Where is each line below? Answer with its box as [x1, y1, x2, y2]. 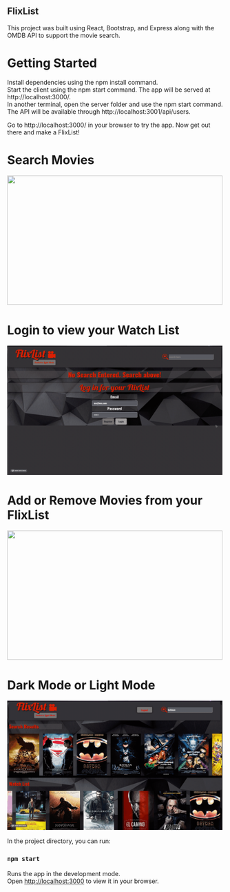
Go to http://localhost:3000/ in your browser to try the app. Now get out [7, 121, 211, 129]
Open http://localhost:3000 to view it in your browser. [7, 877, 160, 885]
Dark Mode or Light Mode [7, 677, 156, 693]
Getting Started [7, 55, 98, 71]
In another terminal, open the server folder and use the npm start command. [7, 100, 223, 108]
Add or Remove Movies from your [7, 492, 203, 508]
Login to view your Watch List [7, 322, 180, 338]
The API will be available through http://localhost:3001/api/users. [7, 107, 191, 116]
